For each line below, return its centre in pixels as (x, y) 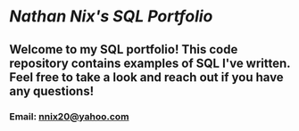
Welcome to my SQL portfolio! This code (124, 49)
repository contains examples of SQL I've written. (150, 63)
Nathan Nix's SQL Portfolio (111, 16)
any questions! (52, 91)
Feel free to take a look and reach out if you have (146, 77)
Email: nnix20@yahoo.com (69, 116)
